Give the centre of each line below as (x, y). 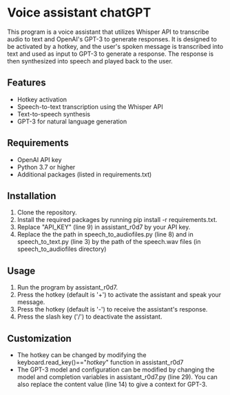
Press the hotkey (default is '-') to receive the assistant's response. (112, 310)
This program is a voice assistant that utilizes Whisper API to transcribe (108, 32)
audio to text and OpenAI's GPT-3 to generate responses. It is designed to (112, 39)
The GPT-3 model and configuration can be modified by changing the (116, 369)
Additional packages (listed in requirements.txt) (84, 174)
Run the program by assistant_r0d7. (67, 287)
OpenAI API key (39, 159)
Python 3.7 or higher (46, 167)
